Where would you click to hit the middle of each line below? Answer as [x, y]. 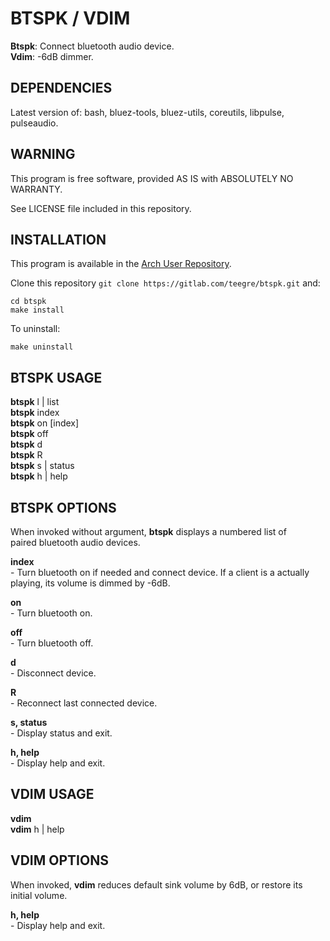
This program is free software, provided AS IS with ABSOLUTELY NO [152, 178]
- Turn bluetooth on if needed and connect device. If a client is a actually [160, 572]
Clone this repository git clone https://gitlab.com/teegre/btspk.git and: [165, 283]
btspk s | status [42, 466]
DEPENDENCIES [61, 88]
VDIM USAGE [52, 794]
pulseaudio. [34, 123]
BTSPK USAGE [56, 377]
